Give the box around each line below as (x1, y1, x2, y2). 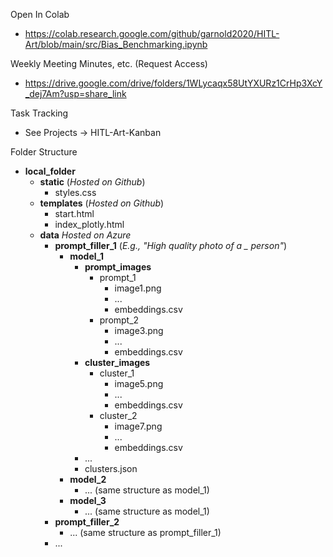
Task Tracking (10, 107, 69, 119)
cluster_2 (99, 410, 138, 421)
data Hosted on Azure (39, 229, 132, 241)
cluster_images (84, 357, 151, 368)
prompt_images (84, 261, 152, 273)
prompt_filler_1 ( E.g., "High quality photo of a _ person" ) (54, 240, 288, 251)
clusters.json (84, 463, 138, 474)
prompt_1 (99, 272, 137, 283)
